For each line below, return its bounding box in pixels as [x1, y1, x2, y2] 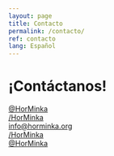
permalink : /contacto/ [8, 27, 85, 35]
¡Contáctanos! [8, 77, 108, 96]
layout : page [8, 11, 53, 20]
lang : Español [8, 42, 57, 50]
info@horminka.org [8, 121, 73, 131]
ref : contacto [8, 34, 57, 43]
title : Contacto [8, 19, 63, 28]
